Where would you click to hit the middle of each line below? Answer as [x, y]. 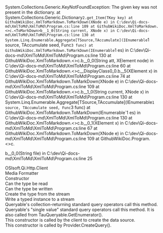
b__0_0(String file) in [25, 153]
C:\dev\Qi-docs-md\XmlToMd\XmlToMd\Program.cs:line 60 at [68, 66]
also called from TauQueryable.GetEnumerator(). [54, 215]
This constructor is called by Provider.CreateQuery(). [58, 225]
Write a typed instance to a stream [40, 199]
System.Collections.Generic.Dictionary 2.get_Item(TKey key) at [69, 17]
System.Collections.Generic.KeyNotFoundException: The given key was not [81, 7]
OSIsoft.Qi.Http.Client [26, 168]
